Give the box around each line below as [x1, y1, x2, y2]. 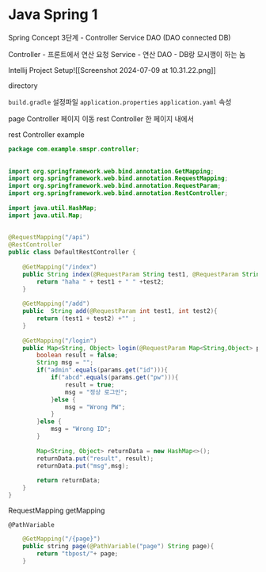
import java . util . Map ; [8, 212, 83, 219]
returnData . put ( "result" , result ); [36, 454, 154, 463]
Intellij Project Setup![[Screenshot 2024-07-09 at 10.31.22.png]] [8, 65, 216, 74]
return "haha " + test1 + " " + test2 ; [36, 277, 165, 286]
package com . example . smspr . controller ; [8, 145, 140, 153]
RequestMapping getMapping [8, 505, 105, 515]
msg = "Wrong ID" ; [50, 425, 112, 433]
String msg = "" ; [36, 359, 93, 367]
